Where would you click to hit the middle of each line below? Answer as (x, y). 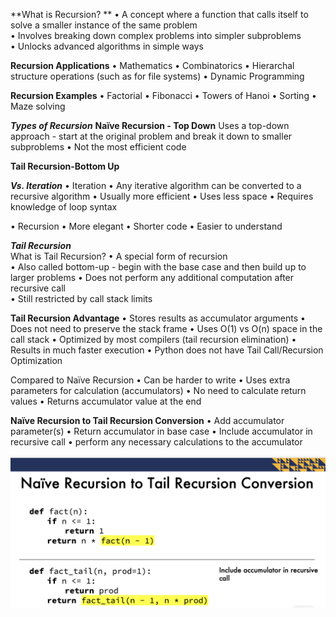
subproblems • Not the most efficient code (98, 147)
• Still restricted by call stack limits (81, 298)
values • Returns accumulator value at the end (106, 401)
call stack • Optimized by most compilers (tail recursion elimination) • (153, 339)
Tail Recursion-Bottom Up (65, 166)
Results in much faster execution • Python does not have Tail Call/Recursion (167, 350)
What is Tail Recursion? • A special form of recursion (119, 256)
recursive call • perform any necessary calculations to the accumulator (156, 442)
